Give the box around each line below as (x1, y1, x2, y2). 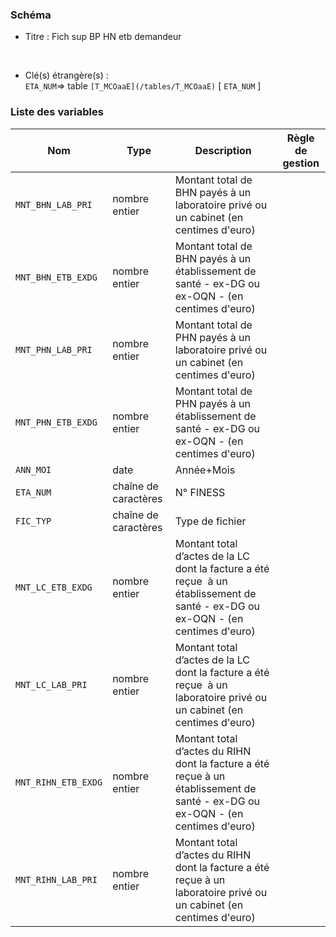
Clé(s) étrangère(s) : (24, 69, 109, 82)
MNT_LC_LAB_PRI (15, 679, 88, 690)
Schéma (10, 8, 52, 22)
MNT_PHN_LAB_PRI (15, 344, 93, 355)
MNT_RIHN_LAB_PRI (15, 874, 98, 885)
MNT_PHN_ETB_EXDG (15, 416, 98, 428)
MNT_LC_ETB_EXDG (15, 581, 93, 593)
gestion (282, 156, 320, 170)
